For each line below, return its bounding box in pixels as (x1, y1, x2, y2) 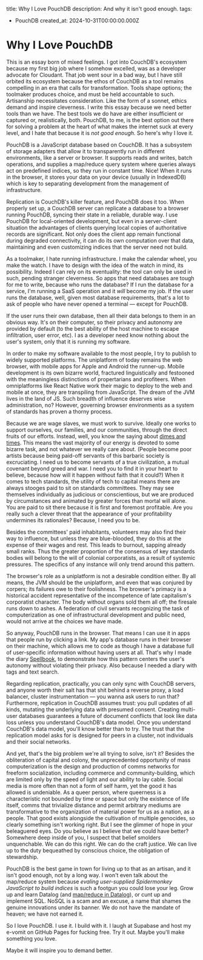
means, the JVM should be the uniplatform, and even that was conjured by (6, 579, 193, 586)
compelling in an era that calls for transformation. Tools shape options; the (6, 84, 192, 91)
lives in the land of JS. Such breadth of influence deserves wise (6, 395, 165, 402)
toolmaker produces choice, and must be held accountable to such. (6, 91, 175, 98)
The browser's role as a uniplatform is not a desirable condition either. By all (6, 572, 196, 579)
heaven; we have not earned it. (6, 910, 84, 917)
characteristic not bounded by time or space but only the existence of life (6, 795, 190, 802)
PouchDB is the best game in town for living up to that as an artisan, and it (6, 865, 191, 872)
